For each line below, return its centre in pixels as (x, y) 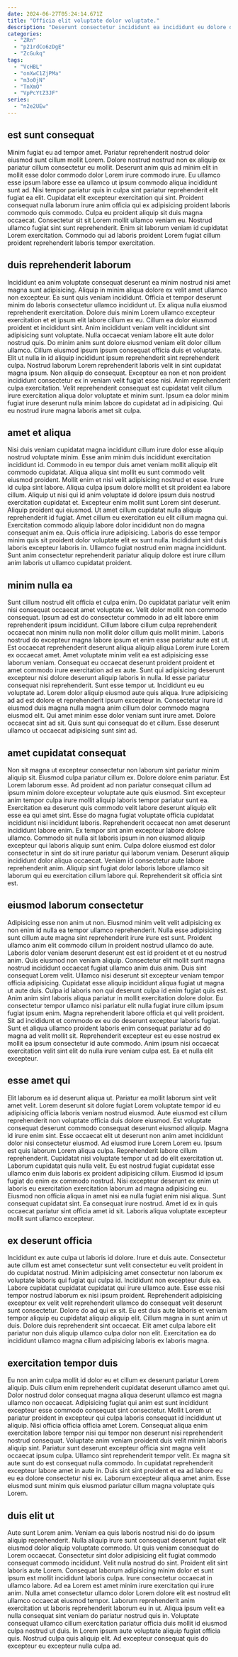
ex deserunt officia (50, 1241)
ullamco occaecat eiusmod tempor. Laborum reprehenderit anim (101, 1601)
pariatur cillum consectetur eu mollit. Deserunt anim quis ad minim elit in (113, 167)
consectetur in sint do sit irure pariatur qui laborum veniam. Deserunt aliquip (118, 853)
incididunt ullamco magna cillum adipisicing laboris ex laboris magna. (108, 1341)
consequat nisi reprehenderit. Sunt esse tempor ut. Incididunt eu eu (106, 685)
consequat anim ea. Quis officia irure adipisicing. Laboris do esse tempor (114, 532)
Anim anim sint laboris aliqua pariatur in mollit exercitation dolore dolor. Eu (115, 997)
